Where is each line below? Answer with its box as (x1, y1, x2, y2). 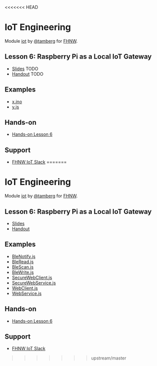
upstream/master (91, 355, 127, 361)
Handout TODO (11, 71, 44, 77)
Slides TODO (11, 66, 38, 72)
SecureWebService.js (11, 279, 56, 285)
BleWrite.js (11, 269, 34, 275)
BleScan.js (11, 264, 34, 270)
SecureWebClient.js (11, 274, 53, 280)
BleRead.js (11, 259, 34, 265)
